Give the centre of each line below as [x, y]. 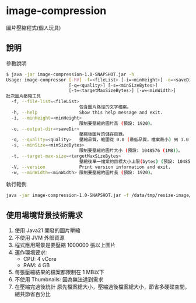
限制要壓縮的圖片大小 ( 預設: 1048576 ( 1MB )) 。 [131, 151]
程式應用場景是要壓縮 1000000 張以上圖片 [65, 245]
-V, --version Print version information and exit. [91, 167]
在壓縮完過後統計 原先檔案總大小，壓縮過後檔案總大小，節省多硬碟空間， [102, 287]
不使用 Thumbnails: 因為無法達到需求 [59, 280]
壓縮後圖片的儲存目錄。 [103, 134]
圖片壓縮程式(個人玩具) [34, 28]
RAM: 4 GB [36, 265]
